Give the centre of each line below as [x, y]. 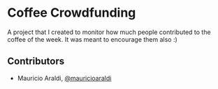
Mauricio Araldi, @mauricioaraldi [64, 78]
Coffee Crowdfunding [72, 13]
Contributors [36, 62]
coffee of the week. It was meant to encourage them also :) [93, 39]
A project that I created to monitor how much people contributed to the [109, 32]
